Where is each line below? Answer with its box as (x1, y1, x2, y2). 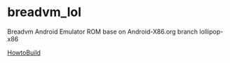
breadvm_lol (7, 4, 82, 20)
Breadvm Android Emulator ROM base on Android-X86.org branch (7, 27, 198, 36)
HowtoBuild (7, 48, 41, 57)
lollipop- (199, 27, 224, 36)
